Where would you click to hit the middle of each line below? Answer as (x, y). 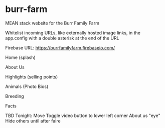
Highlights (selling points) (32, 76)
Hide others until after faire (33, 120)
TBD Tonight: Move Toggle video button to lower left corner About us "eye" (83, 115)
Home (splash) (21, 57)
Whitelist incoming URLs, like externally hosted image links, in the (73, 32)
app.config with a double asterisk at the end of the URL (62, 38)
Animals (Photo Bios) (27, 86)
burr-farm (26, 9)
